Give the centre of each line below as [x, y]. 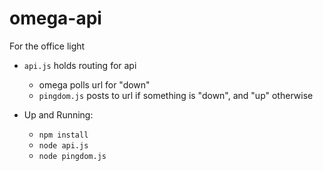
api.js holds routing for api [80, 65]
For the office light [47, 46]
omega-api [55, 18]
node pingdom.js [72, 156]
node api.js [63, 145]
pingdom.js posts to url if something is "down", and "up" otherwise [176, 95]
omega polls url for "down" [94, 84]
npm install [63, 135]
